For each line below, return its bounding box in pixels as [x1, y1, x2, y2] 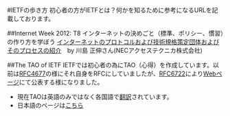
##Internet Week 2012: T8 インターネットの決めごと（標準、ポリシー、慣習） [7, 30, 224, 37]
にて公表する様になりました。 [19, 78, 104, 86]
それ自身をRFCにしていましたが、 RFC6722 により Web [63, 69, 216, 78]
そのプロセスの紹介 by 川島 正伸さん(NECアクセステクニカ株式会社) [7, 47, 203, 54]
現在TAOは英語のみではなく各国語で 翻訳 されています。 [16, 93, 173, 101]
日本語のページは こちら [16, 102, 84, 109]
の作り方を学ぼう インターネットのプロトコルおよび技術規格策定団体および [7, 38, 220, 46]
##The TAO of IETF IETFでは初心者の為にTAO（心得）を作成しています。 [7, 61, 214, 69]
